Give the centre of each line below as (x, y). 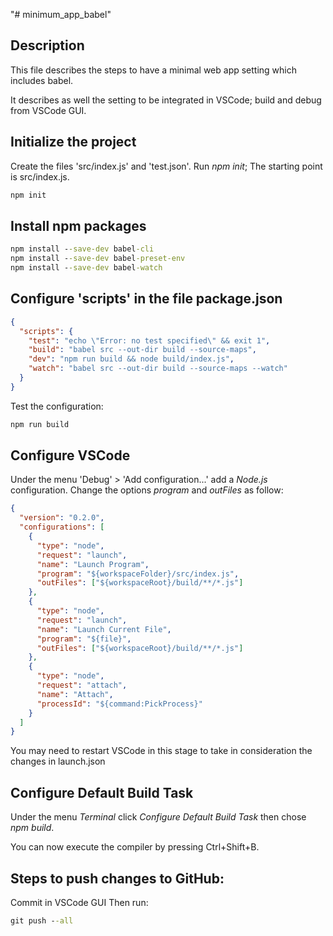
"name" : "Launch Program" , (93, 564)
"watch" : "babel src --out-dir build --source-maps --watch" (158, 369)
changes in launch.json (58, 761)
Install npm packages (78, 225)
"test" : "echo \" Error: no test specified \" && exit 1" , (149, 340)
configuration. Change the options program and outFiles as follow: (147, 490)
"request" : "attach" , (82, 685)
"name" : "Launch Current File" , (104, 629)
